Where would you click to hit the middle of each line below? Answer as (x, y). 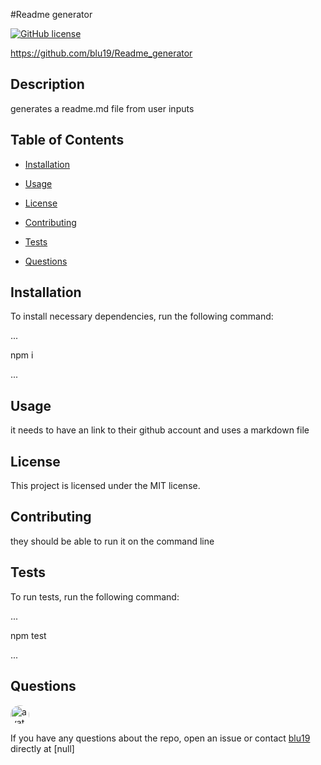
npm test (28, 635)
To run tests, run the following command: (95, 596)
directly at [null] (42, 748)
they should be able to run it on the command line (112, 541)
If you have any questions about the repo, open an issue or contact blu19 (160, 738)
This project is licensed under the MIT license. (105, 486)
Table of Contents (67, 140)
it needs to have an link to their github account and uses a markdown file (160, 430)
